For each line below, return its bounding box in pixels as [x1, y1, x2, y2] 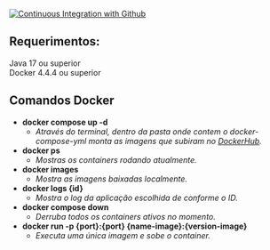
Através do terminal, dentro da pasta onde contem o [35, 125, 228, 137]
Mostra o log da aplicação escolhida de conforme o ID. [35, 192, 238, 203]
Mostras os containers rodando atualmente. [35, 154, 197, 165]
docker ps [21, 145, 60, 156]
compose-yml [35, 135, 87, 146]
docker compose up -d [21, 117, 108, 127]
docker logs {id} [21, 182, 83, 193]
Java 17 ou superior [9, 58, 82, 69]
